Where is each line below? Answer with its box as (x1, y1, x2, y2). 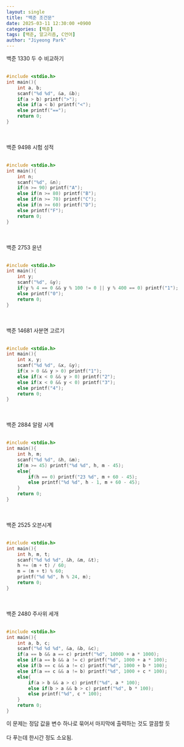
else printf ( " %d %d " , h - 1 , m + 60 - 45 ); (28, 479, 141, 485)
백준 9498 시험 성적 (6, 143, 54, 151)
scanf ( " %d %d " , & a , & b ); (17, 90, 80, 96)
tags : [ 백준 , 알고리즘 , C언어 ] (6, 32, 76, 38)
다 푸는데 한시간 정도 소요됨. (6, 734, 73, 741)
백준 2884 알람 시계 (6, 421, 54, 429)
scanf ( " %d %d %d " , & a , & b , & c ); (17, 646, 99, 652)
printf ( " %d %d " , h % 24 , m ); (17, 574, 91, 580)
